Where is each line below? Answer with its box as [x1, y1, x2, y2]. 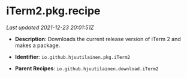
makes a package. [14, 42, 61, 49]
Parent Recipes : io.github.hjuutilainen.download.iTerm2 [14, 64, 159, 72]
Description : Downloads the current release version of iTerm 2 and [14, 35, 181, 42]
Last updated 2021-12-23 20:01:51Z [6, 24, 94, 31]
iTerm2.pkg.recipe [6, 4, 101, 18]
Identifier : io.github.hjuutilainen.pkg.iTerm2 [14, 53, 131, 60]
